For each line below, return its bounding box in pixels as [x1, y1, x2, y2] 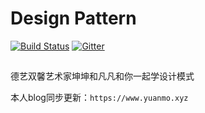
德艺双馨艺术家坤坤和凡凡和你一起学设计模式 [10, 70, 195, 82]
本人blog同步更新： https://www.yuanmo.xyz [10, 92, 189, 104]
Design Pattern [10, 7, 137, 30]
